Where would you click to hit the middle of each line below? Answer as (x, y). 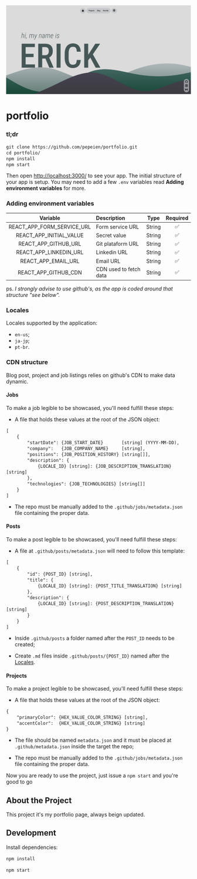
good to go (19, 782)
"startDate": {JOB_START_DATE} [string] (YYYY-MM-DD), (103, 442)
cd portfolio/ (23, 153)
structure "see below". (33, 295)
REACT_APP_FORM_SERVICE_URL (50, 227)
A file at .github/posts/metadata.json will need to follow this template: (99, 551)
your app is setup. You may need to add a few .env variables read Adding (95, 182)
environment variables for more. (46, 189)
